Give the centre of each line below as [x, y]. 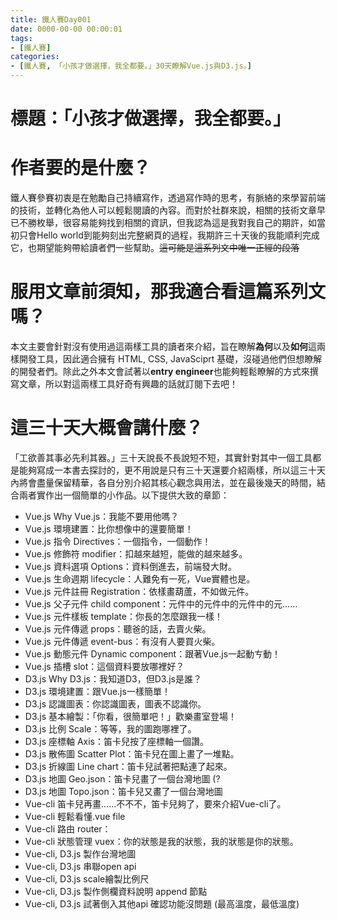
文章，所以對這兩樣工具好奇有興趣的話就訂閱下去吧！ [128, 384]
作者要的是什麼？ [81, 168]
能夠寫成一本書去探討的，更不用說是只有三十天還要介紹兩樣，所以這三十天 [172, 470]
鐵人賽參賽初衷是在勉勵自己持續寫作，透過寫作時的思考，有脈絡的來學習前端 [168, 198]
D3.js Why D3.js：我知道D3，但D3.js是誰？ [113, 679]
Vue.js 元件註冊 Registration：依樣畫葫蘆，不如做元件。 [139, 591]
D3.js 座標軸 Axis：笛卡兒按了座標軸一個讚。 [117, 741]
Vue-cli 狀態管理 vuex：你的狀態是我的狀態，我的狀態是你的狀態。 [161, 841]
